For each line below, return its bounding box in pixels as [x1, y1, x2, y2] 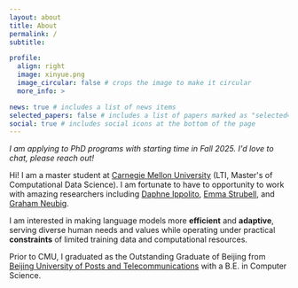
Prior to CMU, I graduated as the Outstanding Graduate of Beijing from [9, 252, 266, 262]
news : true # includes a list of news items [9, 103, 176, 112]
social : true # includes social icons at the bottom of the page [9, 119, 255, 128]
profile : [9, 54, 42, 63]
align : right [17, 62, 66, 71]
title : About [9, 21, 58, 30]
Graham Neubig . [9, 198, 69, 209]
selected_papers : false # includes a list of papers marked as [9, 111, 248, 120]
